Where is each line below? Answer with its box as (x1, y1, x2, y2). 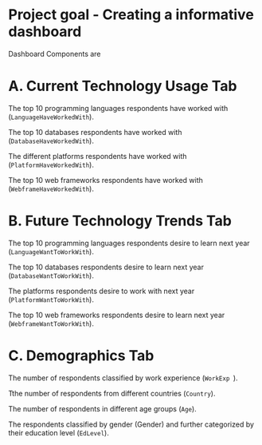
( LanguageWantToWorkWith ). (8, 246, 94, 256)
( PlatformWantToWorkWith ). (8, 294, 94, 304)
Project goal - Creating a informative (8, 6, 255, 24)
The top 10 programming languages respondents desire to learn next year (8, 238, 250, 248)
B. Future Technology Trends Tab (8, 212, 233, 230)
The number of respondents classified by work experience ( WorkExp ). (8, 373, 238, 383)
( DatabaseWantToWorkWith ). (8, 270, 94, 280)
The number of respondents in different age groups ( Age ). (8, 403, 197, 413)
